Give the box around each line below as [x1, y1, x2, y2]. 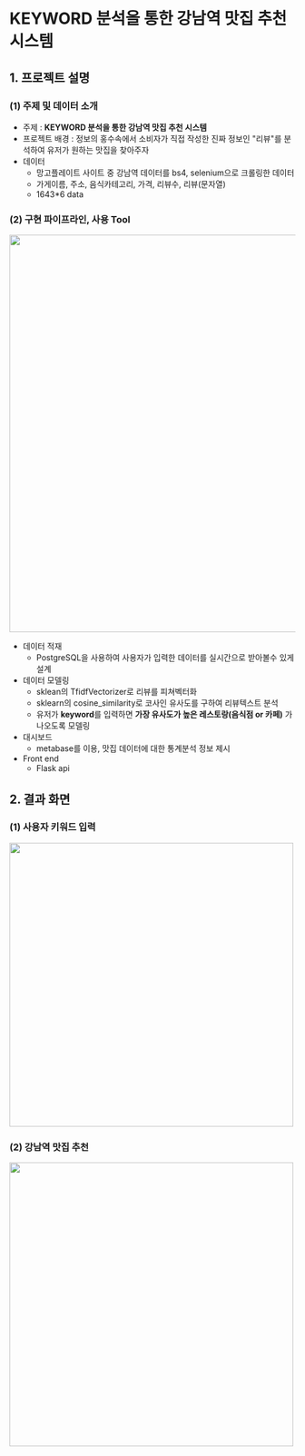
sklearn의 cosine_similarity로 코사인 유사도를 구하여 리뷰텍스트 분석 [35, 698, 279, 708]
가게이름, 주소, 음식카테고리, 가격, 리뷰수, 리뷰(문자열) [35, 178, 227, 189]
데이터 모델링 [22, 675, 70, 686]
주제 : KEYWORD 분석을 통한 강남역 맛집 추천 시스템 [22, 122, 207, 133]
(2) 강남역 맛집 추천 [9, 1141, 89, 1154]
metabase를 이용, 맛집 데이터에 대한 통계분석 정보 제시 [35, 743, 231, 754]
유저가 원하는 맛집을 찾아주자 [46, 144, 150, 155]
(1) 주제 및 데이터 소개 [9, 99, 98, 112]
